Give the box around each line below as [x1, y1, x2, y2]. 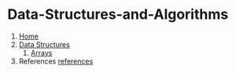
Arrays [30, 48, 53, 57]
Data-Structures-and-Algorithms [7, 5, 229, 24]
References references [18, 57, 94, 66]
